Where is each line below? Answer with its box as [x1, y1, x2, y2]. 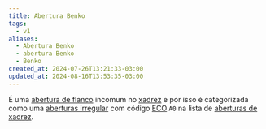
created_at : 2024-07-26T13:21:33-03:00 [8, 65, 144, 73]
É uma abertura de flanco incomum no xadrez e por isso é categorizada [8, 94, 249, 104]
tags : [8, 19, 27, 28]
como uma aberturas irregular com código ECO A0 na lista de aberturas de [8, 103, 258, 113]
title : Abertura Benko [8, 11, 85, 20]
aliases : [8, 34, 38, 43]
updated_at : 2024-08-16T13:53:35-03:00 [8, 72, 144, 80]
